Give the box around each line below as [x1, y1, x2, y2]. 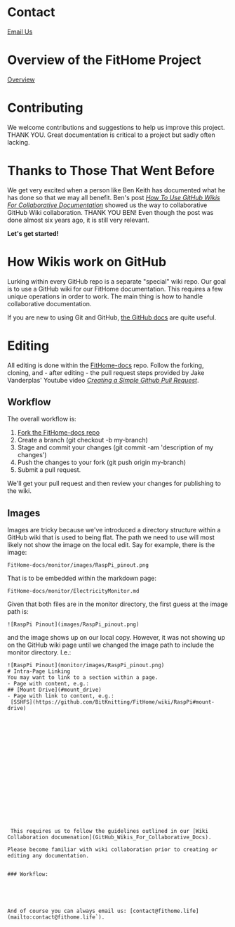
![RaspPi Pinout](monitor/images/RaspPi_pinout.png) [7, 662, 165, 669]
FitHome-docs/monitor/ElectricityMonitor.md [7, 588, 140, 595]
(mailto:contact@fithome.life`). [7, 914, 105, 921]
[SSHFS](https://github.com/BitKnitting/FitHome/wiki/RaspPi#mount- [10, 699, 215, 706]
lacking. [7, 138, 30, 146]
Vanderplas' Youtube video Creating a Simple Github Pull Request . [7, 376, 199, 384]
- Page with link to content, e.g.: [7, 692, 114, 699]
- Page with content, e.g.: [7, 681, 90, 688]
